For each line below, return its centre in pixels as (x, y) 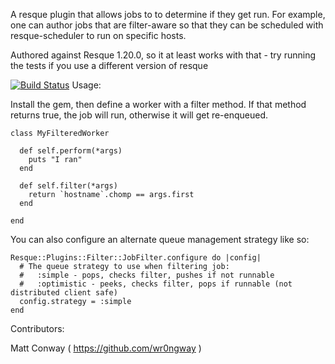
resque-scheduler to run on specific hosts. (98, 35)
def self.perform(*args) (71, 151)
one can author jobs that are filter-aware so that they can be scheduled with (167, 25)
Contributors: (37, 328)
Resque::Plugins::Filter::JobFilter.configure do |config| (136, 258)
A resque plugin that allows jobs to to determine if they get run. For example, (168, 14)
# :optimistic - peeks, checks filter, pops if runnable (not (156, 284)
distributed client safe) (64, 293)
